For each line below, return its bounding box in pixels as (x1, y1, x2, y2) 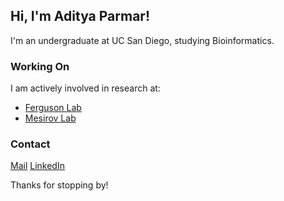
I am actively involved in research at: (10, 82, 161, 94)
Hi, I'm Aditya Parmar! (10, 8, 150, 25)
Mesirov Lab (24, 112, 77, 124)
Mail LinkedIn (10, 160, 65, 172)
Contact (10, 137, 51, 151)
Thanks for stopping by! (10, 179, 109, 191)
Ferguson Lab (24, 102, 82, 114)
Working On (10, 59, 70, 73)
